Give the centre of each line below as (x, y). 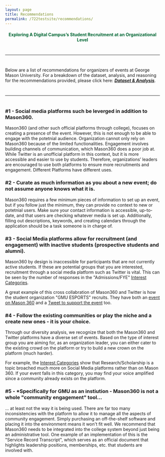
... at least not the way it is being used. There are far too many (68, 408)
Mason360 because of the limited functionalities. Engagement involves (77, 144)
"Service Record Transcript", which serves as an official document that (77, 440)
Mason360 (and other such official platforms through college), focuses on (80, 128)
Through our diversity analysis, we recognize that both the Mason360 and (80, 332)
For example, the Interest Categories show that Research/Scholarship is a (79, 363)
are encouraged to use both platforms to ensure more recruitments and (77, 165)
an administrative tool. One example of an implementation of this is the (76, 434)
